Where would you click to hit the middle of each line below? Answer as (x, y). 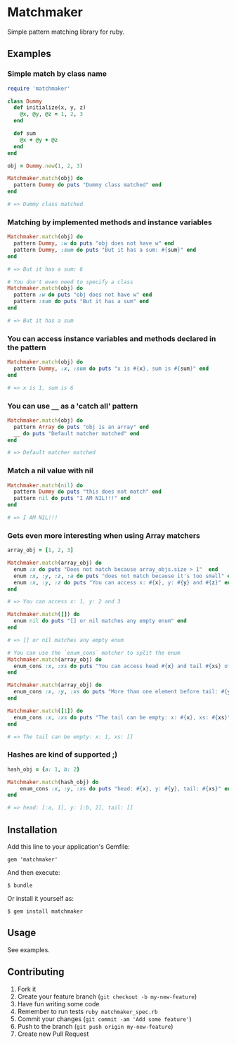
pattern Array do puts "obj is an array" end (81, 427)
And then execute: (34, 872)
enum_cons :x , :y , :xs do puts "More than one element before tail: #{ (121, 692)
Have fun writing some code (58, 1004)
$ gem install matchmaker (45, 911)
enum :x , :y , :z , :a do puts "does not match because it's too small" (119, 576)
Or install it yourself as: (40, 898)
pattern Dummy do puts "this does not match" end (87, 492)
